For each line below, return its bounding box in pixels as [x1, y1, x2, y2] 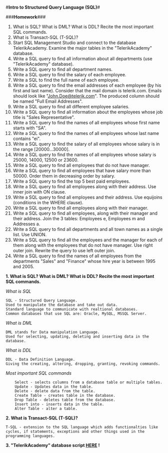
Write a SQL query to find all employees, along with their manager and [12, 210, 158, 216]
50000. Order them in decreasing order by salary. [12, 173, 115, 179]
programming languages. [5, 433, 55, 438]
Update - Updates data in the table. [14, 384, 93, 389]
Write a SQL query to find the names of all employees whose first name [12, 120, 160, 125]
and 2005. [12, 263, 34, 269]
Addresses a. [12, 221, 40, 227]
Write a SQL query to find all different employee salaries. [12, 104, 129, 109]
